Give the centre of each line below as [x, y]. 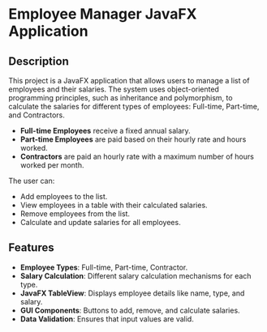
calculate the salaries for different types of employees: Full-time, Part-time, [134, 106]
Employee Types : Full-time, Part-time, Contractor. [104, 267]
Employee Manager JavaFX [103, 14]
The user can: [32, 181]
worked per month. [52, 165]
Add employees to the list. [64, 196]
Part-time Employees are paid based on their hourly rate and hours [133, 139]
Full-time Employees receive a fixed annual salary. [105, 131]
